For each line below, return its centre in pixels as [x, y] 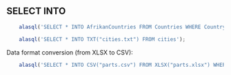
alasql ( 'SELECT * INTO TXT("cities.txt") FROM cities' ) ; [102, 39]
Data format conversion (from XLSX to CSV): [70, 52]
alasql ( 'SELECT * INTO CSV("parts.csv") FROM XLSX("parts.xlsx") [115, 65]
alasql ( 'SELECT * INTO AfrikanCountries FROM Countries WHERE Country [122, 27]
